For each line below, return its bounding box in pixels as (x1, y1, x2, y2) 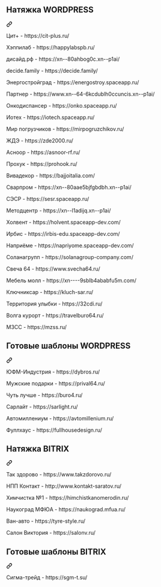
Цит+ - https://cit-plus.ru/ (6, 32, 70, 39)
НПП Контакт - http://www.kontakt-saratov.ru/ (6, 482, 122, 490)
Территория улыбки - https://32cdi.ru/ (6, 300, 103, 307)
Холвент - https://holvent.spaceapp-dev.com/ (6, 218, 121, 226)
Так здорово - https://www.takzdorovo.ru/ (6, 471, 112, 478)
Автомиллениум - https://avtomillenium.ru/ (6, 414, 114, 422)
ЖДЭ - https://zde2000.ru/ (6, 137, 74, 144)
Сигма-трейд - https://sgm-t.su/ (6, 574, 88, 581)
